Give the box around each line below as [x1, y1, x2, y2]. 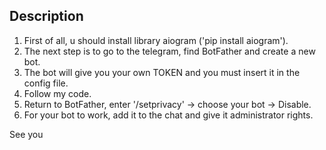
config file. [23, 77, 69, 89]
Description [9, 8, 84, 25]
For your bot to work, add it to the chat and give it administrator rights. [23, 109, 314, 121]
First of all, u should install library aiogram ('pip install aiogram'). [23, 34, 289, 46]
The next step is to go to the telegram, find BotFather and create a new [23, 45, 316, 57]
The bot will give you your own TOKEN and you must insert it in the [23, 66, 301, 78]
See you [9, 128, 44, 140]
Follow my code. [23, 87, 92, 99]
